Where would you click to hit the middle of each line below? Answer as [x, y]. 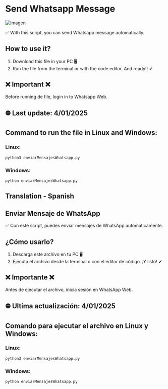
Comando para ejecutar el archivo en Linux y [77, 326]
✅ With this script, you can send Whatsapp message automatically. [75, 32]
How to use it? [28, 49]
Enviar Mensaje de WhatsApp [53, 213]
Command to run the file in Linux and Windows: [81, 133]
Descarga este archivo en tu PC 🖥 [47, 254]
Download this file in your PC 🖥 [45, 61]
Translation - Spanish [40, 196]
